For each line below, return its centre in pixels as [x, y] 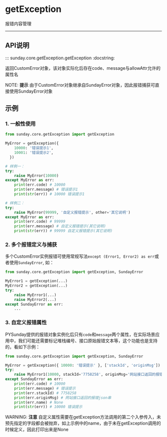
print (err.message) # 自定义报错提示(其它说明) [60, 226]
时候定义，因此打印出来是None [37, 430]
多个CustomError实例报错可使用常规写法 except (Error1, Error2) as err [80, 256]
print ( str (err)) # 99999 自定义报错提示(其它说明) [63, 231]
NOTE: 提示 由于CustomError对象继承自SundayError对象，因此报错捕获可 [80, 85]
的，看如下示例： [23, 347]
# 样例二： [15, 203]
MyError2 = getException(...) [37, 286]
